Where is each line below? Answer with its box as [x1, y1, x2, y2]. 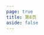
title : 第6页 [6, 14, 37, 20]
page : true [6, 8, 33, 15]
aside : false [6, 20, 39, 26]
